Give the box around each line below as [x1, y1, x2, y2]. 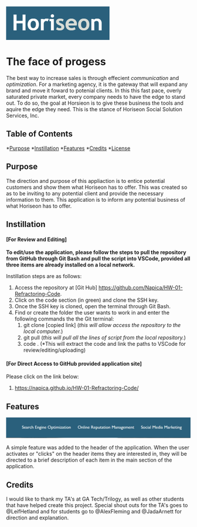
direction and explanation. [6, 514, 69, 521]
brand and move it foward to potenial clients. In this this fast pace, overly [6, 86, 182, 94]
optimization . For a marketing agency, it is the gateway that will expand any [6, 81, 188, 88]
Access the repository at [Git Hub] [14, 284, 98, 291]
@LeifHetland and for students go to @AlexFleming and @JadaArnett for [6, 508, 182, 515]
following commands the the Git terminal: [14, 315, 114, 322]
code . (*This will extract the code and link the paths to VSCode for [23, 341, 186, 348]
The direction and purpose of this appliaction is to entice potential [6, 177, 165, 184]
